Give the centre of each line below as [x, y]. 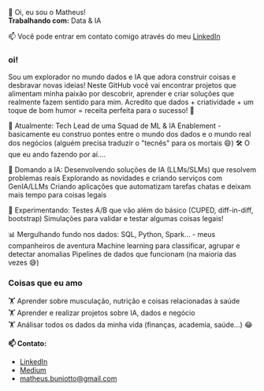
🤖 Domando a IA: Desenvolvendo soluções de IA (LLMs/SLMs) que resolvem [132, 170]
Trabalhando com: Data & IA [55, 21]
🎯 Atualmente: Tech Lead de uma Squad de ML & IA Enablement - [115, 126]
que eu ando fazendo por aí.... [57, 155]
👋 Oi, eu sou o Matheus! [47, 12]
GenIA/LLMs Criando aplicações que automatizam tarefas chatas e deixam [130, 186]
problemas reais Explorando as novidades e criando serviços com [115, 179]
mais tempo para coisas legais [58, 195]
